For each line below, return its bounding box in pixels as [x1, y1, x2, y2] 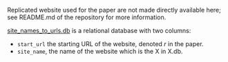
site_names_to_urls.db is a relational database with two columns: [7, 27, 191, 34]
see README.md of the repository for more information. [7, 13, 167, 21]
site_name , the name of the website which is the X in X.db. [17, 48, 183, 55]
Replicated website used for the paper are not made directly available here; [7, 6, 221, 14]
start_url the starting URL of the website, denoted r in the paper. [17, 40, 204, 48]
